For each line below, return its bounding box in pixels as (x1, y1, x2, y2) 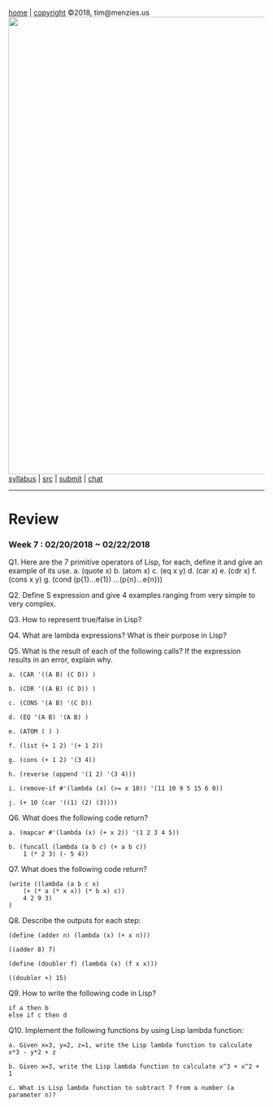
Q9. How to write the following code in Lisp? (8, 988, 157, 998)
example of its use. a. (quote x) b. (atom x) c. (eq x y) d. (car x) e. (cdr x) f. (8, 566, 258, 576)
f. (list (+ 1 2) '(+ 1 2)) (8, 742, 104, 750)
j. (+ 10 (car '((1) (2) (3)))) (8, 799, 118, 807)
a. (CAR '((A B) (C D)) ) (8, 671, 96, 679)
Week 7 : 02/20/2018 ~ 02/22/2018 (8, 539, 150, 551)
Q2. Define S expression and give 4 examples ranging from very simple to (8, 591, 256, 600)
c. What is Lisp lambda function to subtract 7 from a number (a (8, 1084, 234, 1092)
